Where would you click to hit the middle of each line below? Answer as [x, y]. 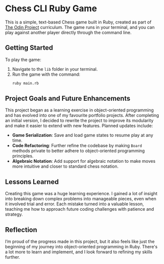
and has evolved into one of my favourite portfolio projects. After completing [82, 115]
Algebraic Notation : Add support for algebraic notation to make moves [84, 161]
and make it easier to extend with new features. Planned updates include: [79, 126]
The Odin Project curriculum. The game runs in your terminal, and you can [80, 27]
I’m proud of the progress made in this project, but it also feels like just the [80, 242]
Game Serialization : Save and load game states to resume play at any [82, 135]
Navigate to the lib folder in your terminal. [55, 69]
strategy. [14, 214]
